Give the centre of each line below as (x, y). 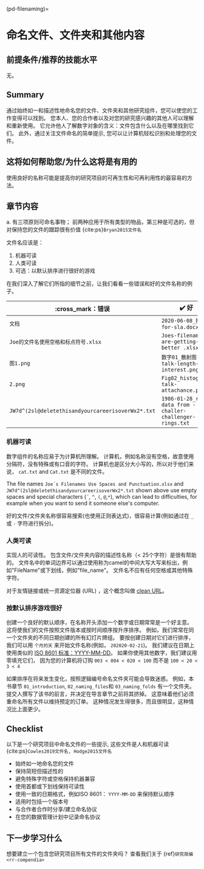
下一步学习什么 (34, 838)
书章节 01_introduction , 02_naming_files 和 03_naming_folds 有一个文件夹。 (100, 686)
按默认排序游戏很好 (34, 608)
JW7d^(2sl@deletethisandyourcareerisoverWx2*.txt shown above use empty (102, 490)
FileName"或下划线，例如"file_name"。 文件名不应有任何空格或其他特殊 (104, 570)
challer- (174, 411)
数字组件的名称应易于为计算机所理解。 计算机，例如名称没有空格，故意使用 (100, 456)
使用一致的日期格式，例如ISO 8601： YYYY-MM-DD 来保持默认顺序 (95, 794)
